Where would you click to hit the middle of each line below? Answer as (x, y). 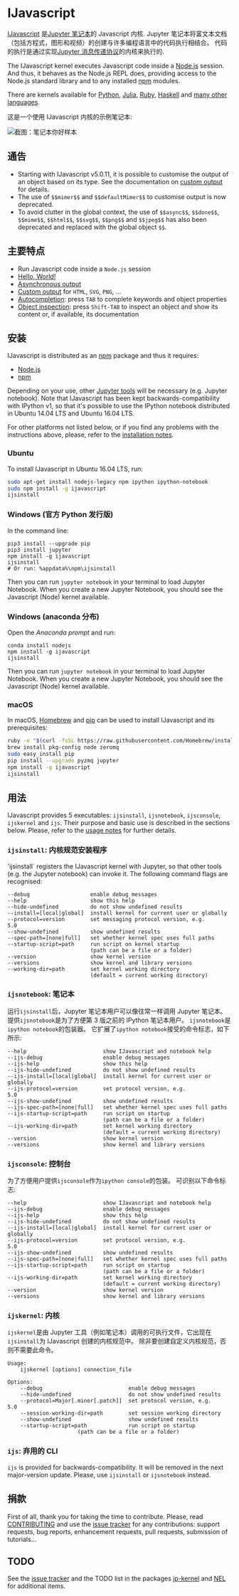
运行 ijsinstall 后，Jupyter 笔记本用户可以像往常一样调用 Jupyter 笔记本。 (117, 1011)
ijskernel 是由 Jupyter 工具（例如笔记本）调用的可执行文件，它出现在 (110, 1332)
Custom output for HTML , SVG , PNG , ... (69, 291)
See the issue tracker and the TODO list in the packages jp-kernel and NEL (117, 1579)
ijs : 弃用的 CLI (33, 1451)
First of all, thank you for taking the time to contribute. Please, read (105, 1516)
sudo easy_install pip (41, 754)
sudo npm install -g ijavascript (57, 489)
